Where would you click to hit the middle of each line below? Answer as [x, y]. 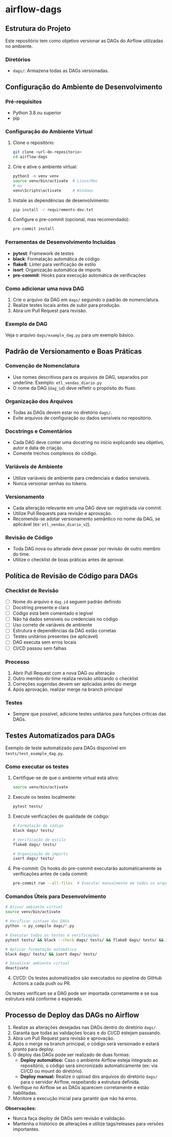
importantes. [26, 1129]
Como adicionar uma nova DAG [45, 288]
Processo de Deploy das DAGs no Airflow [72, 1015]
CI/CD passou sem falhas [39, 648]
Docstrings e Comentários [39, 431]
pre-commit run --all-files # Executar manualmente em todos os [84, 883]
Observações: [21, 1108]
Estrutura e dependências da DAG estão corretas [64, 631]
